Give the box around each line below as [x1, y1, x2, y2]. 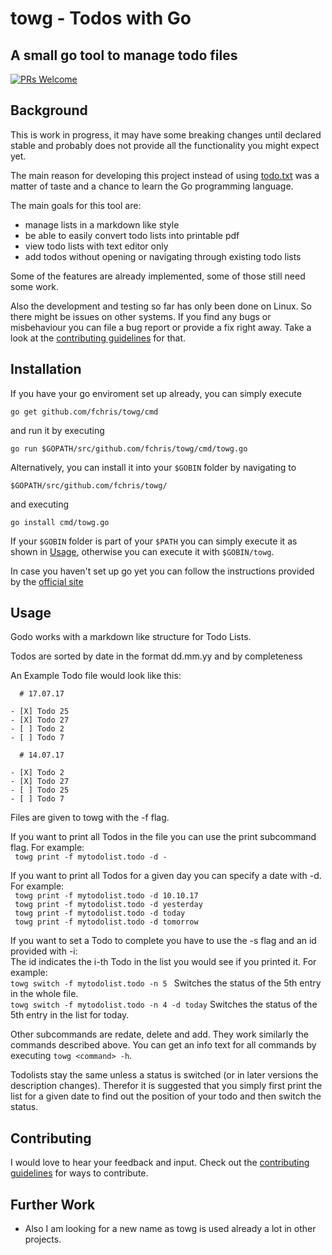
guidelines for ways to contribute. [10, 1167, 149, 1179]
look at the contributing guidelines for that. [10, 332, 187, 344]
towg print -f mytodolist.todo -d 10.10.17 [14, 891, 199, 901]
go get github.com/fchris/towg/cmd [10, 407, 159, 417]
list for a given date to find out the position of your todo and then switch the [10, 1090, 322, 1102]
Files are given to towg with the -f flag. [10, 812, 170, 824]
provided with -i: [10, 945, 78, 957]
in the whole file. [10, 988, 79, 1000]
